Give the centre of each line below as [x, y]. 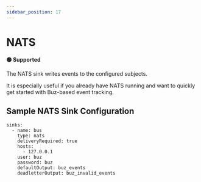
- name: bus [27, 131]
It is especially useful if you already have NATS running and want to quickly [101, 86]
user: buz [30, 157]
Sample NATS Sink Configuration [70, 111]
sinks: [15, 125]
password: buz [35, 162]
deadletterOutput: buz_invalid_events [66, 173]
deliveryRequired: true [48, 141]
